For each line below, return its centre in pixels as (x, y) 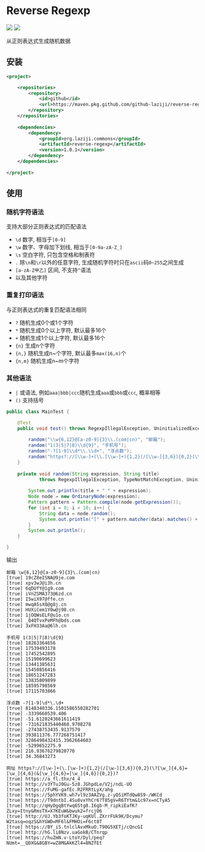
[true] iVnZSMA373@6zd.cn (39, 594)
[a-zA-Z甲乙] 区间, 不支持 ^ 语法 (53, 270)
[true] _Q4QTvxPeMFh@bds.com (43, 621)
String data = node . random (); (77, 514)
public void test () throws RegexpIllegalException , (84, 428)
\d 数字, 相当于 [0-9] (40, 239)
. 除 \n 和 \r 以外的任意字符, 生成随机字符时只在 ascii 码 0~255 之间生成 (99, 263)
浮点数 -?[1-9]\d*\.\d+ (35, 703)
